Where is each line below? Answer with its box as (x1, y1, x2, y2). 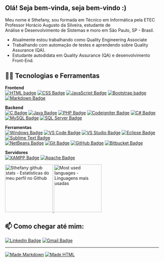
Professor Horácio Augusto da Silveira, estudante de (5, 22, 111, 28)
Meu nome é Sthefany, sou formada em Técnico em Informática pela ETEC (5, 17, 155, 22)
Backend (5, 105, 23, 110)
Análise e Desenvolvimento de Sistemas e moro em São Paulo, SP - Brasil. (5, 27, 154, 33)
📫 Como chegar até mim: (5, 222, 84, 231)
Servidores (5, 149, 28, 155)
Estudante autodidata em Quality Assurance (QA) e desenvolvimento (12, 52, 150, 58)
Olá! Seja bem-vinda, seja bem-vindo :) (5, 4, 127, 12)
